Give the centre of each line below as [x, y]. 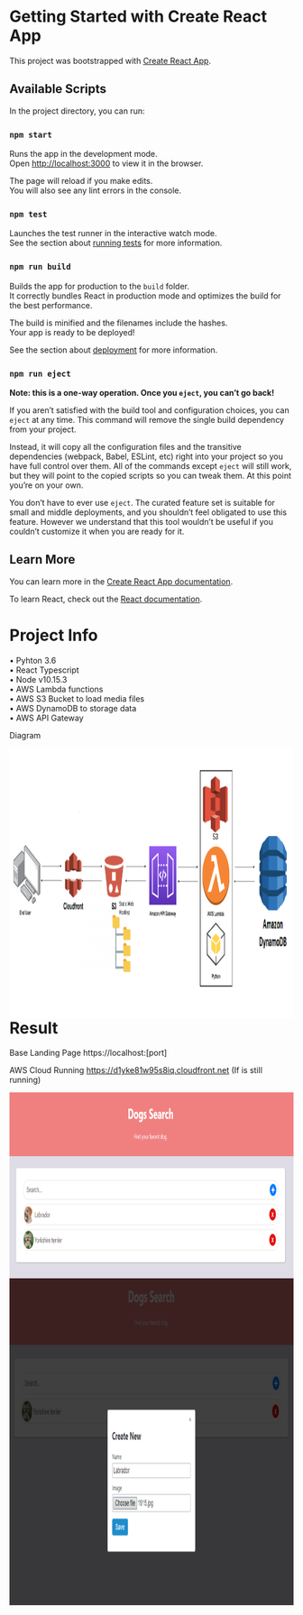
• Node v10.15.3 [38, 679]
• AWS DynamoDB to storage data [73, 708]
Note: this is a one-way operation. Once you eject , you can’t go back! [142, 392]
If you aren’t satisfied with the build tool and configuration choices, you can [150, 410]
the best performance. [51, 305]
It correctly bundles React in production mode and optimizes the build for [145, 296]
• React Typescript [44, 670]
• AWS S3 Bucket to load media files [77, 698]
